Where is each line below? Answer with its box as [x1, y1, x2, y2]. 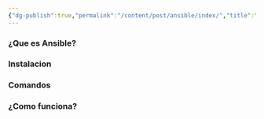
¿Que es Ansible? [8, 37, 77, 48]
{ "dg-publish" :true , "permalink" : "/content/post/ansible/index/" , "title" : [8, 11, 255, 20]
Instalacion [8, 58, 52, 69]
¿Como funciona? [8, 101, 77, 112]
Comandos [8, 80, 51, 91]
